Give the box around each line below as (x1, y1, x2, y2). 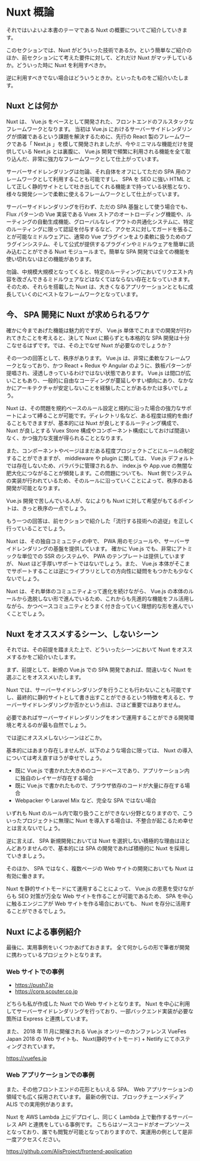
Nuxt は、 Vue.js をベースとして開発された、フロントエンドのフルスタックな (6, 118, 194, 125)
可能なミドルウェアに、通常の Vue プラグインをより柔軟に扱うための (16, 233, 186, 240)
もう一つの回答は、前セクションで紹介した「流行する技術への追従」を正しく (6, 517, 195, 524)
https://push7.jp (14, 982, 54, 989)
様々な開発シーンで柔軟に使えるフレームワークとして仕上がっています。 (6, 190, 183, 197)
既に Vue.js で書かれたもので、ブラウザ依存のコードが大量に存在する (14, 782, 185, 789)
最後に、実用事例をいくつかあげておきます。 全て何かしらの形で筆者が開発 (6, 944, 190, 951)
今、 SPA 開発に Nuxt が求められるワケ (6, 310, 150, 320)
